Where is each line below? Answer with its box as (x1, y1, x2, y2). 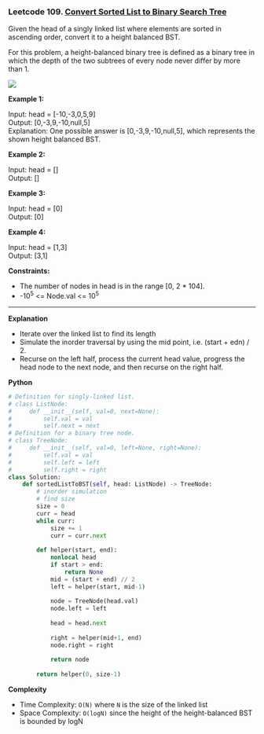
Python (8, 377, 33, 387)
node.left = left (49, 604, 108, 613)
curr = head (36, 509, 76, 517)
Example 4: (8, 227, 46, 237)
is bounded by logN (19, 717, 84, 726)
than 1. (8, 64, 30, 74)
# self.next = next (8, 422, 101, 430)
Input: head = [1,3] (8, 243, 68, 252)
